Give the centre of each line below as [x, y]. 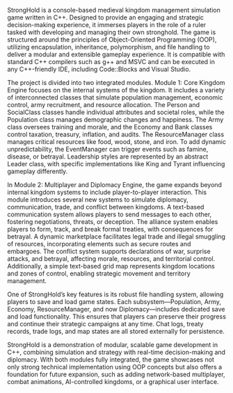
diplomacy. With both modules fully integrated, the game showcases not [111, 360]
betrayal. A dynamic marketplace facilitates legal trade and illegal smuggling [116, 236]
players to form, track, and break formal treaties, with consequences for [110, 229]
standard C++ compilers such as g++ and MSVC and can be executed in [111, 62]
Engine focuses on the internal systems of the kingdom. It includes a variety [116, 90]
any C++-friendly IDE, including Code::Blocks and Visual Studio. [99, 69]
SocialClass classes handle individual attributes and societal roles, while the [116, 112]
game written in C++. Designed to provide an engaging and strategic [105, 17]
